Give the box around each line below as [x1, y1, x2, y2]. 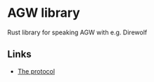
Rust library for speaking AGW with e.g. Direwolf [7, 28, 148, 36]
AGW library [7, 5, 81, 21]
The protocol [17, 67, 55, 75]
